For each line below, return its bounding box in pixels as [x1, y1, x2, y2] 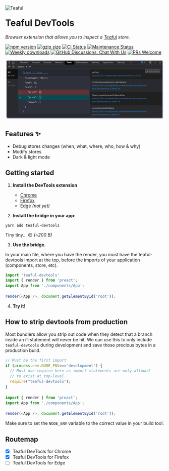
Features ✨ [5, 130, 41, 138]
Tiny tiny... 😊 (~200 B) [5, 231, 52, 238]
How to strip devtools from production [5, 318, 128, 326]
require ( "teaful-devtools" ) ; [10, 379, 71, 384]
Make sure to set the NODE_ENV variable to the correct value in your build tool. [5, 420, 164, 426]
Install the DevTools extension [12, 182, 77, 188]
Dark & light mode [12, 154, 50, 160]
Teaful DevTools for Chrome [12, 448, 72, 455]
